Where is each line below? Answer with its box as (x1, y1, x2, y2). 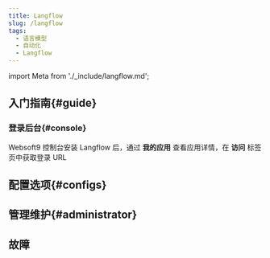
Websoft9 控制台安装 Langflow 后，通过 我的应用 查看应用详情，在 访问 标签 (8, 142, 262, 152)
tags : (8, 27, 27, 35)
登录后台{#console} (8, 122, 87, 133)
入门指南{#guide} (8, 96, 98, 110)
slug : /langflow (8, 19, 63, 27)
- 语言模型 (15, 34, 48, 43)
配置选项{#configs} (8, 178, 107, 192)
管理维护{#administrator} (8, 208, 138, 222)
